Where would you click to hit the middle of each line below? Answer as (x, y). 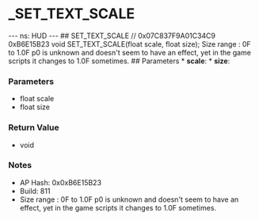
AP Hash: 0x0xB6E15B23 (60, 182)
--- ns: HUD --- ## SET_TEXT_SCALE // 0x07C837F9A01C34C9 (112, 36)
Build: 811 (35, 191)
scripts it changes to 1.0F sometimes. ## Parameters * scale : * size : (119, 61)
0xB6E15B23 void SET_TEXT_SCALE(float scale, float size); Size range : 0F (129, 44)
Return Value (34, 127)
